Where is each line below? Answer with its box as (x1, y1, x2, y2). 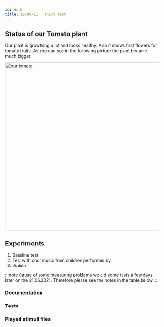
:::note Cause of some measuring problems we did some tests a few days (5, 272, 153, 278)
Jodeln (12, 263, 26, 268)
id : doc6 (5, 7, 23, 12)
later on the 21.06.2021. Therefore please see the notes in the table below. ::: (5, 277, 159, 283)
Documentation (5, 289, 43, 296)
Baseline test (12, 252, 39, 258)
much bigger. (5, 53, 32, 59)
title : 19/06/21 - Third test (5, 12, 67, 17)
